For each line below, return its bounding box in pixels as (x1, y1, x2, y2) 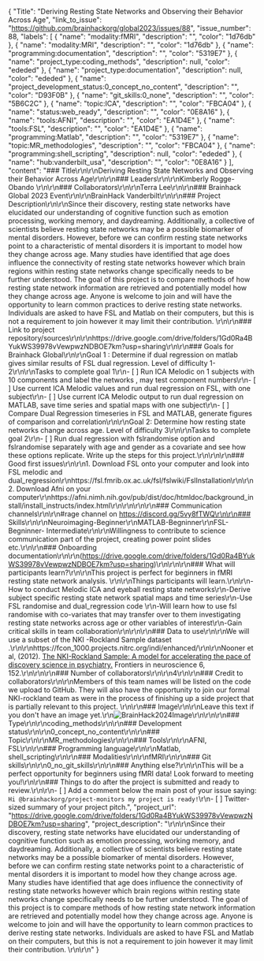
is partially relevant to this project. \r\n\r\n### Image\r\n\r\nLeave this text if (8, 702, 255, 711)
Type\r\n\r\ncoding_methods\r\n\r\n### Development (8, 719, 183, 728)
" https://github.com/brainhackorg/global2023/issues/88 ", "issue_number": (8, 24, 251, 32)
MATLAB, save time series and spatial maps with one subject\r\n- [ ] (8, 400, 230, 409)
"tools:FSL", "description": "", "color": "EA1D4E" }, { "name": (8, 124, 203, 133)
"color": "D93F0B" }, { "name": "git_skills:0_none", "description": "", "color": (8, 91, 255, 99)
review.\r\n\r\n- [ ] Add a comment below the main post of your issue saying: (8, 786, 257, 795)
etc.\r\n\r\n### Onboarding (8, 543, 97, 552)
